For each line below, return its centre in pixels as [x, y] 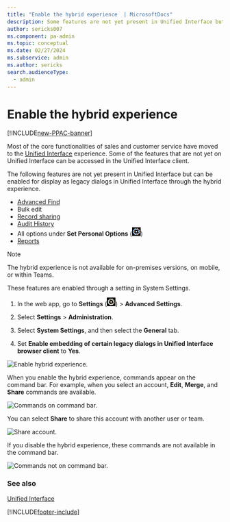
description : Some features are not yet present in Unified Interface [110, 22]
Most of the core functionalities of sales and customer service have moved [113, 147]
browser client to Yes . [49, 351]
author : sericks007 [35, 29]
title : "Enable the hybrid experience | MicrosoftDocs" [90, 14]
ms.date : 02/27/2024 [37, 51]
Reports [28, 241]
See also [22, 484]
